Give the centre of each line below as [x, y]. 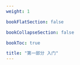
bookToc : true [23, 43]
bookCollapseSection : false [40, 32]
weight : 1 [18, 11]
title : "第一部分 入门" [32, 53]
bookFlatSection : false [35, 22]
